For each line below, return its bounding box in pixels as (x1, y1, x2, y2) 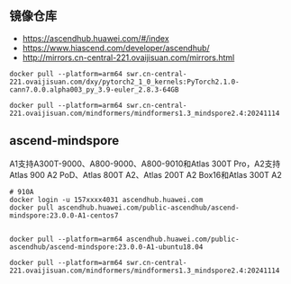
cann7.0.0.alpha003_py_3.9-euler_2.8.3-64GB (9, 84, 179, 94)
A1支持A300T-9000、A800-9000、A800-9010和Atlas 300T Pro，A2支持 (9, 158, 281, 169)
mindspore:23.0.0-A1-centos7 (9, 210, 119, 220)
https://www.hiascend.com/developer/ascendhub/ (22, 42, 210, 53)
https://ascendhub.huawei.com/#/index (22, 32, 169, 43)
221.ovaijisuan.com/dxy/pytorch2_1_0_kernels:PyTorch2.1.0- (9, 77, 241, 86)
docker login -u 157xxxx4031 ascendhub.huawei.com (9, 195, 204, 204)
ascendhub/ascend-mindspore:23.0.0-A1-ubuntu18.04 (9, 242, 204, 252)
